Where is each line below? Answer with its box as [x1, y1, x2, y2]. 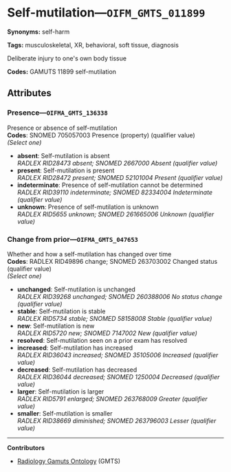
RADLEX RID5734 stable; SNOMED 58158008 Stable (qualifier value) [16, 314, 212, 322]
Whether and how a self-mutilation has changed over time [7, 249, 172, 258]
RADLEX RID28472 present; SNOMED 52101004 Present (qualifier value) [16, 173, 223, 181]
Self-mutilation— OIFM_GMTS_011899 [7, 5, 206, 21]
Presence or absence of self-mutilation [7, 124, 118, 132]
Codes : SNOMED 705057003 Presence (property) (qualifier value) [7, 131, 196, 139]
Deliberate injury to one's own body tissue [7, 54, 127, 63]
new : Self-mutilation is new [16, 322, 95, 330]
